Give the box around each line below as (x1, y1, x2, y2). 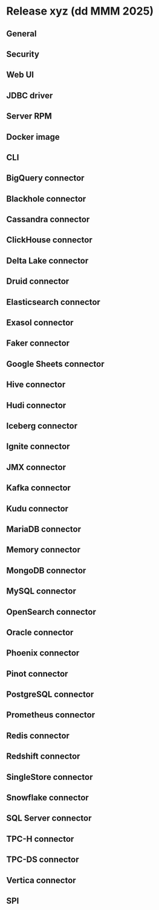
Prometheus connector (6, 710, 96, 720)
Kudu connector (6, 503, 68, 514)
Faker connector (6, 338, 70, 349)
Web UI (6, 70, 34, 80)
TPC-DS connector (6, 855, 80, 865)
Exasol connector (6, 318, 74, 328)
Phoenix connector (6, 648, 80, 659)
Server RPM (6, 111, 53, 121)
